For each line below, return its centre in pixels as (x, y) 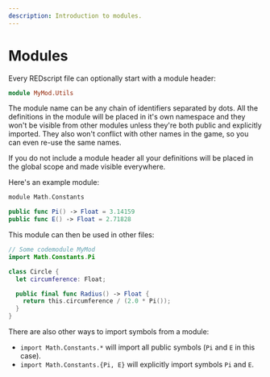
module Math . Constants (46, 197)
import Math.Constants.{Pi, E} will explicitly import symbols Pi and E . (137, 365)
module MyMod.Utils (41, 93)
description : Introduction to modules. (75, 16)
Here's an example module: (54, 182)
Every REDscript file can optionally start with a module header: (112, 78)
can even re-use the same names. (65, 143)
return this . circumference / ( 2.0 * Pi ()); (97, 301)
